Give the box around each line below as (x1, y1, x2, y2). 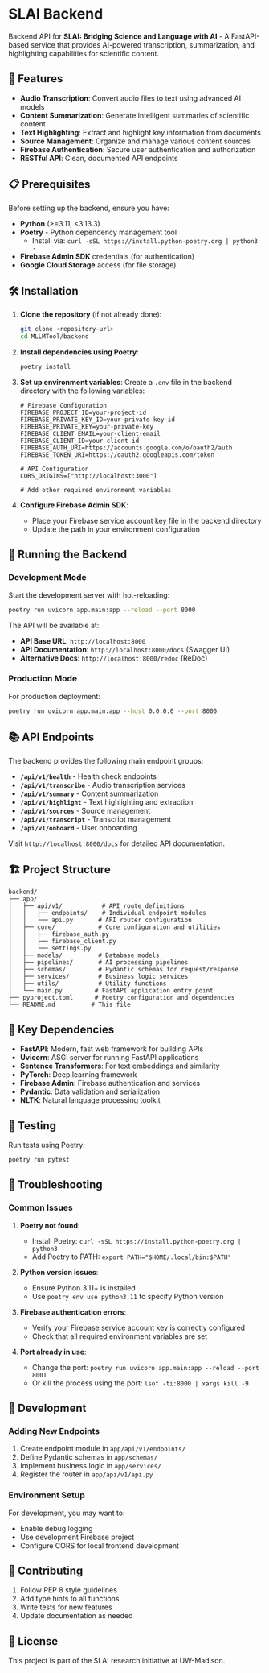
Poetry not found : (19, 1220, 80, 1230)
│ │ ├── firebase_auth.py (8, 930, 110, 938)
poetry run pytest (8, 1155, 70, 1164)
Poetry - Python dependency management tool (19, 227, 177, 237)
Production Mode (8, 673, 78, 685)
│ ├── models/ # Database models (8, 951, 160, 959)
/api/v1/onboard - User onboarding (19, 822, 138, 832)
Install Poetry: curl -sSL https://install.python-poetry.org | (31, 1236, 242, 1245)
